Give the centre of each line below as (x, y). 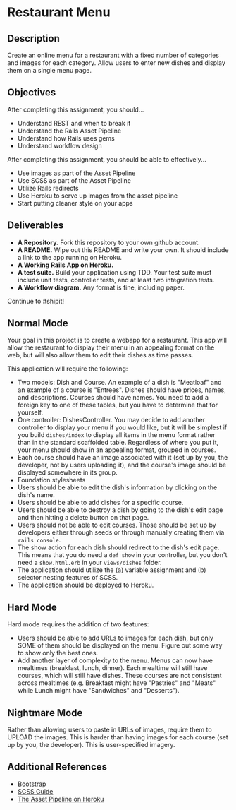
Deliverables (36, 226)
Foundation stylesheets (51, 480)
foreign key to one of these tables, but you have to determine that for (118, 405)
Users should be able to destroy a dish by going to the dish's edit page (120, 510)
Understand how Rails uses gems (66, 138)
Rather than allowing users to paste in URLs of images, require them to (110, 730)
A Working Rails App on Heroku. (66, 265)
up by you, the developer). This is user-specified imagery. (91, 745)
